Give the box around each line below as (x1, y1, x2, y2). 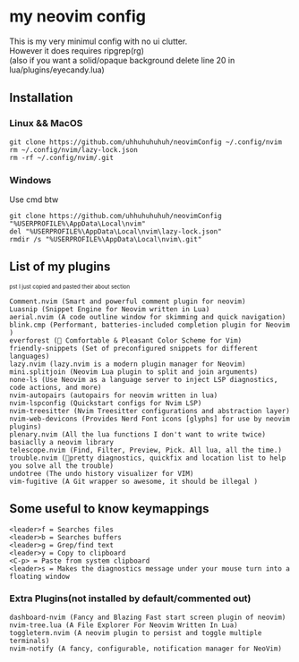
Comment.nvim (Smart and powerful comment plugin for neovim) (9, 297, 246, 306)
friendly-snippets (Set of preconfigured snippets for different (9, 344, 258, 352)
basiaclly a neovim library (9, 437, 115, 446)
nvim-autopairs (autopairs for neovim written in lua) (9, 391, 218, 400)
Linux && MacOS (9, 117, 83, 130)
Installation (9, 90, 73, 106)
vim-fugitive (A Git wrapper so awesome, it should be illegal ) (9, 477, 258, 486)
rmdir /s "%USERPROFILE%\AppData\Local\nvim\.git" (9, 234, 202, 243)
